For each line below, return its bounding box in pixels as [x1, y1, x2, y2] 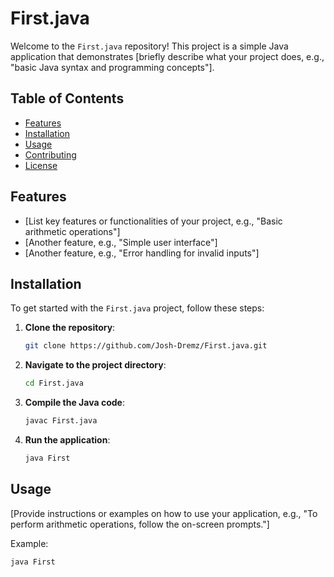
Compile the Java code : [24, 397, 125, 409]
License [24, 159, 58, 171]
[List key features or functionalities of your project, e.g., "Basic [24, 215, 283, 227]
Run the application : [24, 434, 111, 446]
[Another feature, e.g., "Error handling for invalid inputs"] [24, 247, 260, 259]
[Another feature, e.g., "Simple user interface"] [24, 236, 218, 248]
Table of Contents [10, 90, 125, 107]
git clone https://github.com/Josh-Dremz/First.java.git [24, 341, 268, 351]
